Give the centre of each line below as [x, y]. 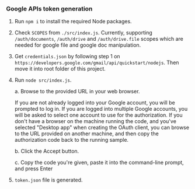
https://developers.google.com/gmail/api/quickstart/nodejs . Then [97, 62]
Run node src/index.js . [43, 80]
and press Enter [34, 169]
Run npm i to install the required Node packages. [73, 22]
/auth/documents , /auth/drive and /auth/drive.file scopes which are [99, 39]
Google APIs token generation [49, 9]
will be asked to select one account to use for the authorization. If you [98, 115]
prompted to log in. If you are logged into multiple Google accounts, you [101, 109]
